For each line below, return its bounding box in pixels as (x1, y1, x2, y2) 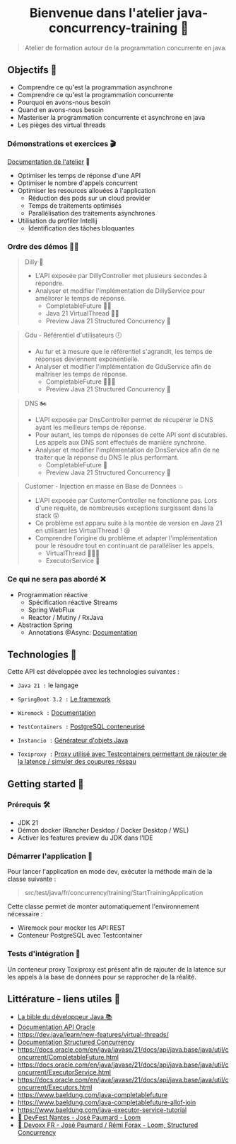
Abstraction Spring (17, 621, 73, 629)
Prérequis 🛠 (7, 799, 51, 809)
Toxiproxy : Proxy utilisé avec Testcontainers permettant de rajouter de (17, 750, 228, 758)
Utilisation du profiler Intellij (17, 216, 98, 225)
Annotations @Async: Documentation (28, 628, 138, 636)
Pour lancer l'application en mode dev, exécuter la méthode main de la (7, 867, 213, 876)
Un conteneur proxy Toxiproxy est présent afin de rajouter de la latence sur (7, 965, 226, 973)
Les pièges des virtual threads (17, 121, 106, 129)
